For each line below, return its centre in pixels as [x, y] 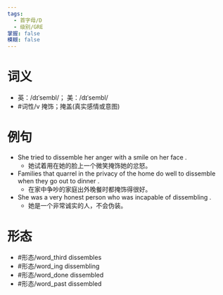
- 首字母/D [28, 20]
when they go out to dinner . [58, 181]
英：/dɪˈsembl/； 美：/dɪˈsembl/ [63, 98]
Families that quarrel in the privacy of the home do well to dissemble [116, 173]
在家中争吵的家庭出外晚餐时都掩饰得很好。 [90, 189]
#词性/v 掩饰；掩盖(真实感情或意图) [69, 107]
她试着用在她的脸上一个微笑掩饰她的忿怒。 [90, 165]
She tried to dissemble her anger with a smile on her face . [102, 157]
